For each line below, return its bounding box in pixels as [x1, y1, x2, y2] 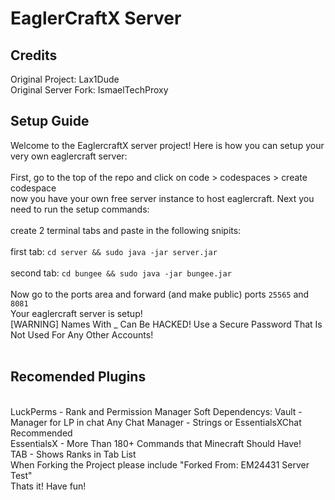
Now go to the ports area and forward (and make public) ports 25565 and [10, 288, 310, 300]
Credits [10, 47, 58, 64]
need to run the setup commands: [10, 203, 150, 215]
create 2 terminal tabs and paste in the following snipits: [10, 224, 242, 236]
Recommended [10, 427, 73, 439]
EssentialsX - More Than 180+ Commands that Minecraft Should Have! [10, 437, 302, 449]
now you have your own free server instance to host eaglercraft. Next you [10, 192, 315, 204]
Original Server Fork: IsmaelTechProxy [10, 84, 169, 96]
